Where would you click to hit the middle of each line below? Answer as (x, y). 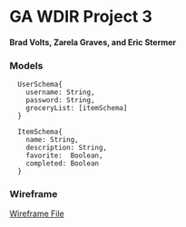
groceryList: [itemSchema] (77, 109)
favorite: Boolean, (64, 156)
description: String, (66, 148)
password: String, (60, 100)
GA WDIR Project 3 (81, 17)
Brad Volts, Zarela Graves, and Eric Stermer (93, 42)
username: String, (60, 92)
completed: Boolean (63, 164)
